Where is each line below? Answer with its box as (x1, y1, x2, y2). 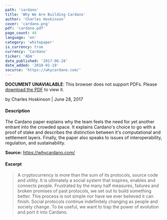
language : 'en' (5, 35, 37, 40)
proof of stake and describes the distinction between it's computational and (5, 129, 161, 135)
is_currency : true (5, 44, 43, 49)
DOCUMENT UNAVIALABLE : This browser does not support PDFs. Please (5, 81, 158, 87)
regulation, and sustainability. (5, 140, 66, 146)
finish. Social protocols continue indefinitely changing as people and (17, 199, 158, 205)
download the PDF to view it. (5, 87, 64, 92)
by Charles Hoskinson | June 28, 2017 (5, 96, 83, 102)
